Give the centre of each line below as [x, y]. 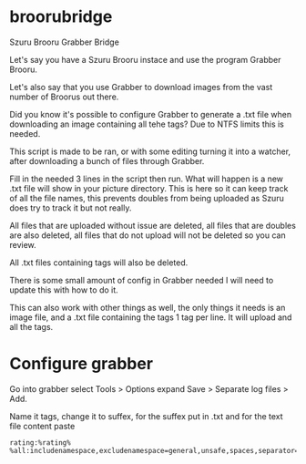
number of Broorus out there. [64, 97]
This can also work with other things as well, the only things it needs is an [148, 307]
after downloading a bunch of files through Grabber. [107, 160]
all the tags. [31, 326]
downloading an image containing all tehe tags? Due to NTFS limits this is [147, 124]
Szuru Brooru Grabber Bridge [65, 42]
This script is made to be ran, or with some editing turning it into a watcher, [150, 151]
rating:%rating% [40, 443]
